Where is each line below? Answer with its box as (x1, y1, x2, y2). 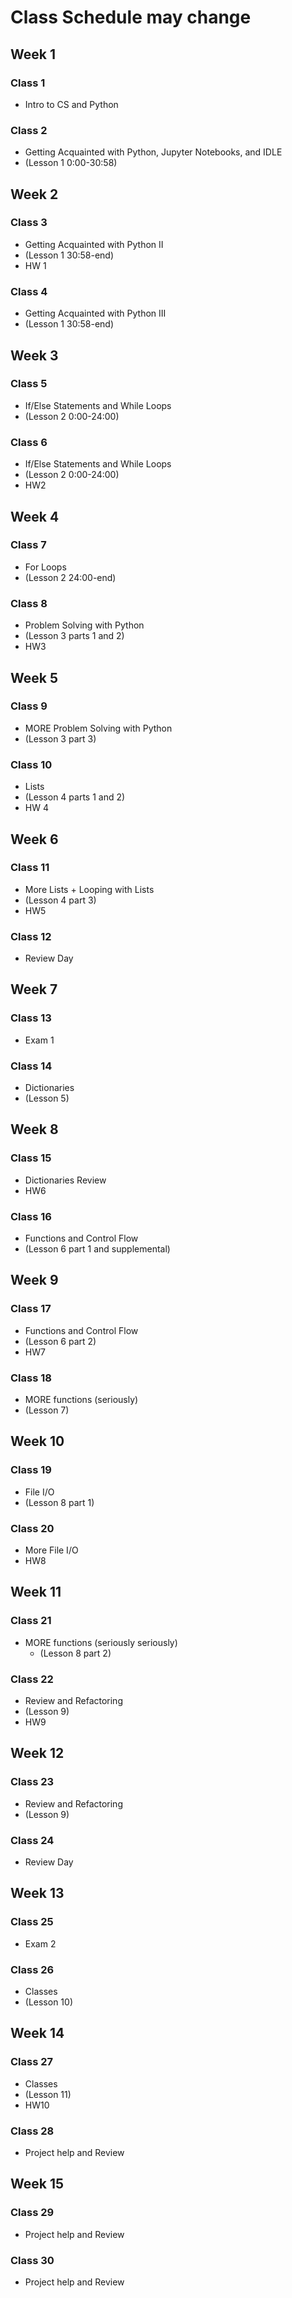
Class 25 (10, 1915, 54, 1929)
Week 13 (10, 1885, 65, 1902)
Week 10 (10, 1433, 65, 1450)
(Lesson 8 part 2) (39, 1647, 112, 1659)
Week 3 (10, 347, 59, 364)
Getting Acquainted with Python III (24, 307, 167, 320)
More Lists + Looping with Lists (24, 883, 155, 895)
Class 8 (10, 596, 48, 610)
